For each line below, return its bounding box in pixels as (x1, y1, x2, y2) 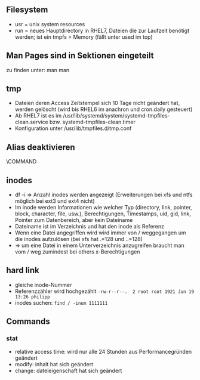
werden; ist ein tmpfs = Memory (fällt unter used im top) (14, 33, 153, 41)
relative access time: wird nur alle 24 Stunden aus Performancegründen (14, 348, 192, 355)
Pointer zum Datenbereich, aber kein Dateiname (14, 217, 133, 224)
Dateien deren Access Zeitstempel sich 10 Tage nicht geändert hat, (14, 100, 180, 107)
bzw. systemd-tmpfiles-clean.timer (50, 119, 136, 126)
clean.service (14, 119, 49, 126)
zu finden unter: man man (6, 66, 70, 73)
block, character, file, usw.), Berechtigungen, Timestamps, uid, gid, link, (14, 210, 191, 217)
